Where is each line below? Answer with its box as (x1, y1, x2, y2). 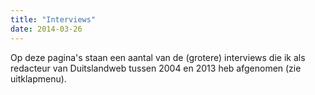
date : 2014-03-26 (10, 24, 83, 34)
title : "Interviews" (10, 14, 97, 25)
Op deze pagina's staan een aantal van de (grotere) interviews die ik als (10, 51, 306, 63)
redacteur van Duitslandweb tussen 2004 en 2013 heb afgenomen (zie (10, 62, 302, 74)
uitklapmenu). (10, 72, 67, 85)
